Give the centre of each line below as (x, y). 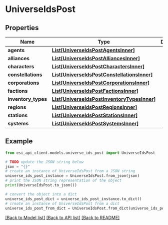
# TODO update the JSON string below (44, 162)
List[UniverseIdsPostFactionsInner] (95, 91)
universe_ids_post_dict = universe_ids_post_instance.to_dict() (73, 199)
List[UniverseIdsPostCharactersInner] (98, 66)
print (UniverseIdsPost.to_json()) (41, 185)
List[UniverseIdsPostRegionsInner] (94, 107)
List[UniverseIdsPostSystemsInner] (95, 124)
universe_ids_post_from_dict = (38, 208)
